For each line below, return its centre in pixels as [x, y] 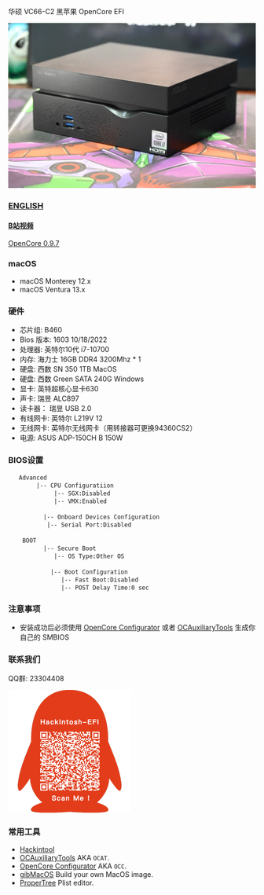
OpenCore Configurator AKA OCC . [73, 866]
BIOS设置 [26, 460]
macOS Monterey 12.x [55, 281]
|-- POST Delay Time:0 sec [105, 588]
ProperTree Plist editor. [57, 883]
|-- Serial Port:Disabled [89, 525]
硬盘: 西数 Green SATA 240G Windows [82, 379]
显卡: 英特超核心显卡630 [59, 388]
